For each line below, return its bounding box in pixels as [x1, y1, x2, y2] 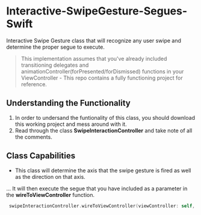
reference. [20, 80, 47, 88]
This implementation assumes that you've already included [20, 55, 167, 62]
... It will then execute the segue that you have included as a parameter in [6, 185, 188, 192]
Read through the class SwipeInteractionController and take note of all [14, 126, 193, 134]
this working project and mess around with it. [14, 120, 128, 128]
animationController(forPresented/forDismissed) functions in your [20, 67, 184, 75]
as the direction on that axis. [14, 173, 85, 180]
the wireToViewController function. [6, 191, 95, 198]
